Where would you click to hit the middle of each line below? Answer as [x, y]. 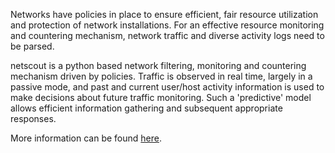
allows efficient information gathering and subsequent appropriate [146, 108]
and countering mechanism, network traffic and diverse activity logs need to [167, 35]
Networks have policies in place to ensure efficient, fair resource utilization [164, 14]
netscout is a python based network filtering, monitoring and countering [158, 65]
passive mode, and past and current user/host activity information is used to [167, 87]
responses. [33, 118]
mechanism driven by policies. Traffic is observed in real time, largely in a [161, 76]
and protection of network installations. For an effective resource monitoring [167, 25]
